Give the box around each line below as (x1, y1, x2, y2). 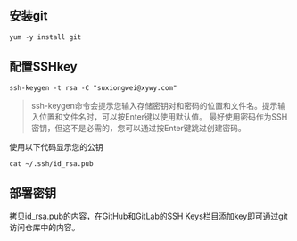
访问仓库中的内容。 (9, 222, 80, 233)
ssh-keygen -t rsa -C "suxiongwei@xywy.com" (9, 83, 177, 92)
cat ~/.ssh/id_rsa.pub (9, 159, 94, 168)
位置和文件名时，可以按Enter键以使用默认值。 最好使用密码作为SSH (38, 111, 288, 122)
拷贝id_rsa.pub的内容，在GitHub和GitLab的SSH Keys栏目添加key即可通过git (9, 211, 288, 221)
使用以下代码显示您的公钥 (9, 141, 103, 152)
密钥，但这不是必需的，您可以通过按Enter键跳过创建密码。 (30, 122, 247, 133)
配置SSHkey (9, 59, 78, 74)
